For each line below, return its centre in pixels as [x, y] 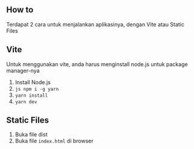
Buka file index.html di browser [54, 141]
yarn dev [26, 102]
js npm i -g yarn [37, 89]
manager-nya [23, 70]
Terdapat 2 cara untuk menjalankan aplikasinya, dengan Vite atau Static [95, 24]
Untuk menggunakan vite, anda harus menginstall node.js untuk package [97, 64]
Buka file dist [31, 135]
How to [20, 10]
